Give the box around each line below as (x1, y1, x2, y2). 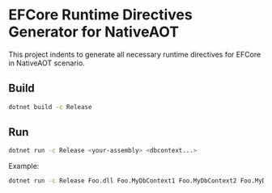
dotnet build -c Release (8, 103, 92, 111)
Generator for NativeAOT (8, 23, 180, 41)
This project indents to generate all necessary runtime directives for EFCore (8, 49, 261, 59)
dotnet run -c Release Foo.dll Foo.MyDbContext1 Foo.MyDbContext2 (8, 177, 237, 185)
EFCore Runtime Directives (8, 6, 193, 24)
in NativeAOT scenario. (8, 58, 85, 68)
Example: (8, 162, 40, 171)
